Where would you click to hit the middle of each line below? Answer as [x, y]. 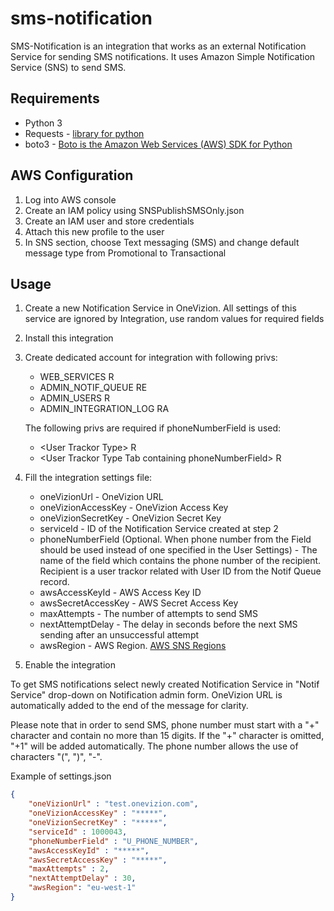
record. [54, 582]
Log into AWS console [70, 199]
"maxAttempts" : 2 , [69, 869]
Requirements [55, 98]
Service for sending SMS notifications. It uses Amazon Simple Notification [163, 56]
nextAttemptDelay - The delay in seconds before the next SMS [168, 624]
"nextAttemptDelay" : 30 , [82, 878]
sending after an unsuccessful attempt [119, 635]
